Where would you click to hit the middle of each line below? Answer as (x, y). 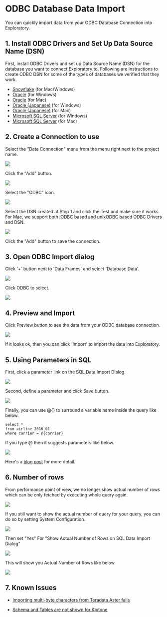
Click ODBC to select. (27, 288)
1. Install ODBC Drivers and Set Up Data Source (79, 44)
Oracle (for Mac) (29, 100)
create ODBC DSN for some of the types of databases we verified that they (82, 74)
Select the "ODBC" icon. (30, 192)
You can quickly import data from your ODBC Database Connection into (79, 23)
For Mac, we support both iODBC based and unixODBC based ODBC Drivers (83, 217)
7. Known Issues (31, 588)
